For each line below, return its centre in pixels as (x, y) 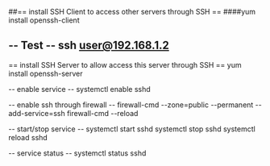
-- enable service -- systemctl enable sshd (79, 89)
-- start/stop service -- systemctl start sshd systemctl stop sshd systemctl (132, 129)
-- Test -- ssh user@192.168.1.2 (89, 46)
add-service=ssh (37, 113)
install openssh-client (44, 20)
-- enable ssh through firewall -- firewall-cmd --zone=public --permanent (131, 105)
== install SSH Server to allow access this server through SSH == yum (125, 64)
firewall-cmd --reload (103, 113)
